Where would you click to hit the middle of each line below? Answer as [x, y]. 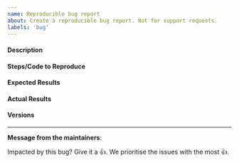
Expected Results [34, 83]
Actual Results [30, 99]
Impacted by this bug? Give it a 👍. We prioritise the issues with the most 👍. [118, 152]
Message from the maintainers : [55, 137]
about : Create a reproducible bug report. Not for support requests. [113, 21]
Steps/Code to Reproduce [47, 66]
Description [25, 50]
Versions [21, 115]
